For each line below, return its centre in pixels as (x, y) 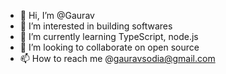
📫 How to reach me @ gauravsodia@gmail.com (117, 58)
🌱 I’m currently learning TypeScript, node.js (109, 36)
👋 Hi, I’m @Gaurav (57, 15)
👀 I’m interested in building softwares (96, 26)
